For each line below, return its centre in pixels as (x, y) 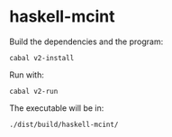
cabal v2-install (42, 58)
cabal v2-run (34, 91)
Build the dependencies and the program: (86, 41)
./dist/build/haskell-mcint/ (64, 124)
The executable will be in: (57, 108)
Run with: (27, 75)
